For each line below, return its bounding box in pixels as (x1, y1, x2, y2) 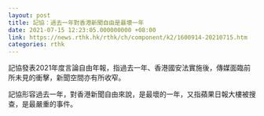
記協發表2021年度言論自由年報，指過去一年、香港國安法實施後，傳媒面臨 (8, 63, 244, 73)
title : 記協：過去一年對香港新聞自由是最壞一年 (8, 19, 145, 27)
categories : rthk (8, 41, 65, 49)
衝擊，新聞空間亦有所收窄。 (35, 73, 126, 82)
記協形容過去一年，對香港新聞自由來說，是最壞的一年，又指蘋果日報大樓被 (8, 89, 249, 99)
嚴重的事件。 (35, 100, 77, 109)
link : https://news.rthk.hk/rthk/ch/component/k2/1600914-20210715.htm (8, 33, 247, 42)
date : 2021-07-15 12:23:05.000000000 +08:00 (8, 26, 156, 34)
